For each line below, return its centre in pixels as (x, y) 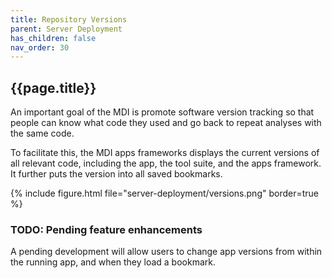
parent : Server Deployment (66, 29)
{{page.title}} (53, 87)
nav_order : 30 (40, 47)
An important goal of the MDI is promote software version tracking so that (162, 112)
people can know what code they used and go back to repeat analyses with (166, 123)
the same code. (42, 133)
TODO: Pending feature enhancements (106, 229)
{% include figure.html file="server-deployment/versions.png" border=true (164, 193)
